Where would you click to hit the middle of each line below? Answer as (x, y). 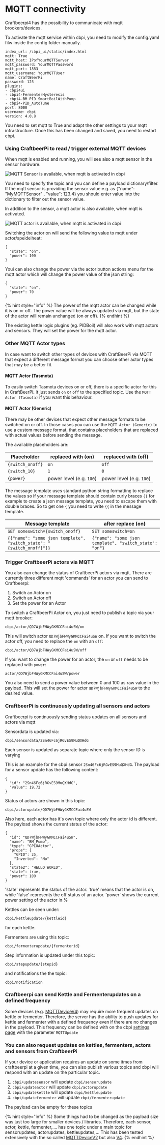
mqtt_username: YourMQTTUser (35, 73)
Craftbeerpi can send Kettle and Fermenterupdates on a (73, 995)
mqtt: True (16, 56)
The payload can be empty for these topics (49, 1107)
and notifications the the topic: (36, 973)
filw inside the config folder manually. (43, 42)
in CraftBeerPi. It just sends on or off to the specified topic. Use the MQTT (78, 392)
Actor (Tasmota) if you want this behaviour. (49, 397)
